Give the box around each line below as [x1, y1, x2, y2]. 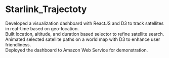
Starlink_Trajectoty [5, 4, 87, 15]
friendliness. [5, 41, 31, 47]
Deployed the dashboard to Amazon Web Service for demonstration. [5, 47, 148, 53]
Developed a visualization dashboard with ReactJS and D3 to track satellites [5, 20, 164, 26]
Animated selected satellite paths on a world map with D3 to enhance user [5, 36, 160, 42]
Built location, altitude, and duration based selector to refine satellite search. [5, 31, 164, 37]
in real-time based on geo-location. [5, 25, 79, 31]
